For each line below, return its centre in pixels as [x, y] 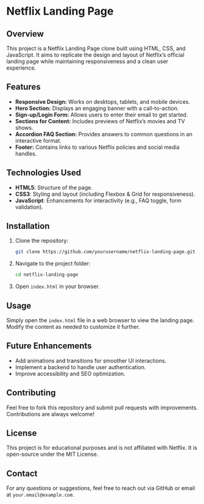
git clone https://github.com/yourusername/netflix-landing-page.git [105, 252]
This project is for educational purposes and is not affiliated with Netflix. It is [102, 448]
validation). [29, 207]
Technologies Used [44, 173]
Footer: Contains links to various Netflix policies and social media [97, 147]
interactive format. [38, 140]
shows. [24, 128]
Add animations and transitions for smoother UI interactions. [91, 361]
